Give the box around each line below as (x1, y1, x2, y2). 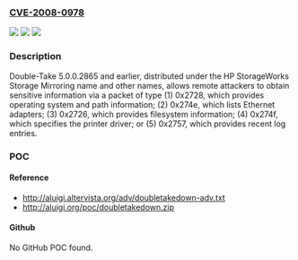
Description (9, 50, 62, 63)
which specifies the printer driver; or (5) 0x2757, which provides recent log (9, 118, 286, 129)
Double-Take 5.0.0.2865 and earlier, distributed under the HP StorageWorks (9, 70, 290, 82)
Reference (9, 172, 49, 183)
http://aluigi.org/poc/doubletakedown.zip (22, 202, 175, 212)
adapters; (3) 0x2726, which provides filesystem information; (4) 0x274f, (9, 108, 278, 119)
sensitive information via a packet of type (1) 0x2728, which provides (9, 90, 265, 100)
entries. (9, 127, 38, 138)
